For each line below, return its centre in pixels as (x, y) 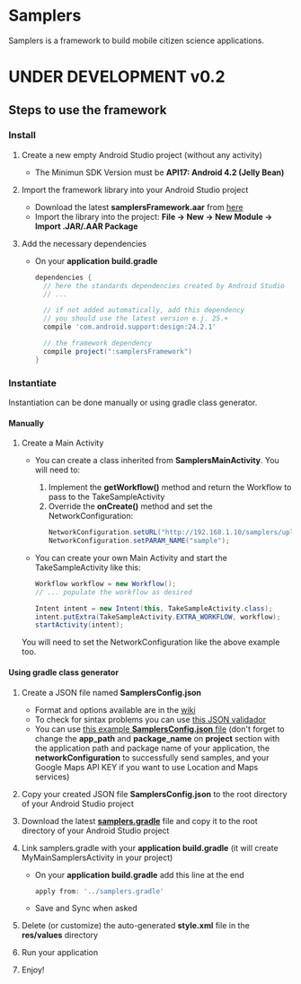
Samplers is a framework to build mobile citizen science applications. (136, 40)
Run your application (60, 953)
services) (52, 777)
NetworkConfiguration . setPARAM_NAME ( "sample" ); (139, 541)
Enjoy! (33, 970)
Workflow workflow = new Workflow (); (106, 584)
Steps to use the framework (88, 110)
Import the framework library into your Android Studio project (135, 189)
